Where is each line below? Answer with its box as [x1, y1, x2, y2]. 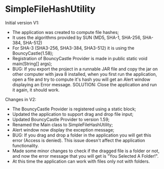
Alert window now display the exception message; [12, 127, 115, 133]
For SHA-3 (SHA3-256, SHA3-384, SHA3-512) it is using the [12, 45, 134, 51]
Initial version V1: [5, 20, 39, 26]
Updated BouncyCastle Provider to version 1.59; [12, 116, 110, 122]
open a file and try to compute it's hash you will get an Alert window [12, 76, 151, 82]
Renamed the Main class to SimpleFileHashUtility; [12, 122, 113, 128]
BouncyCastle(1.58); [12, 50, 54, 56]
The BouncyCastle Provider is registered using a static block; [12, 106, 136, 112]
